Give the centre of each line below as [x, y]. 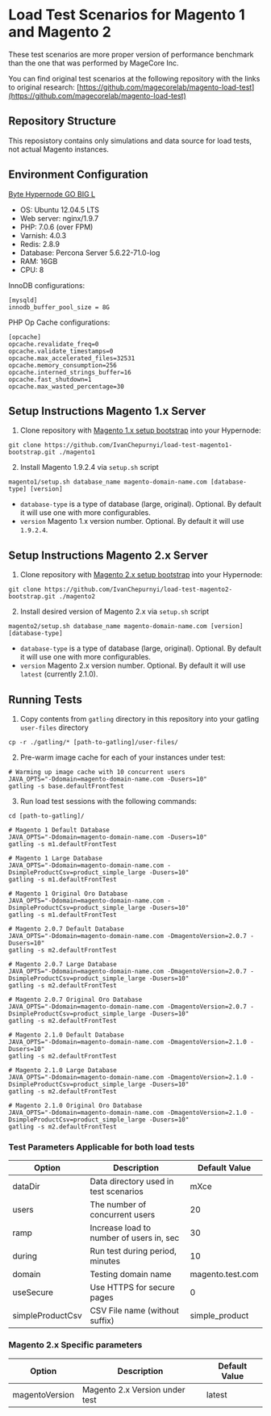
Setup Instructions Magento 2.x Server [108, 555]
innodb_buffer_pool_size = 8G [59, 307]
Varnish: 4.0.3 [43, 235]
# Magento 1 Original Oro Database [68, 894]
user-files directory [54, 727]
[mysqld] [23, 300]
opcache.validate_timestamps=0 [61, 351]
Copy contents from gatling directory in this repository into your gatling [140, 719]
